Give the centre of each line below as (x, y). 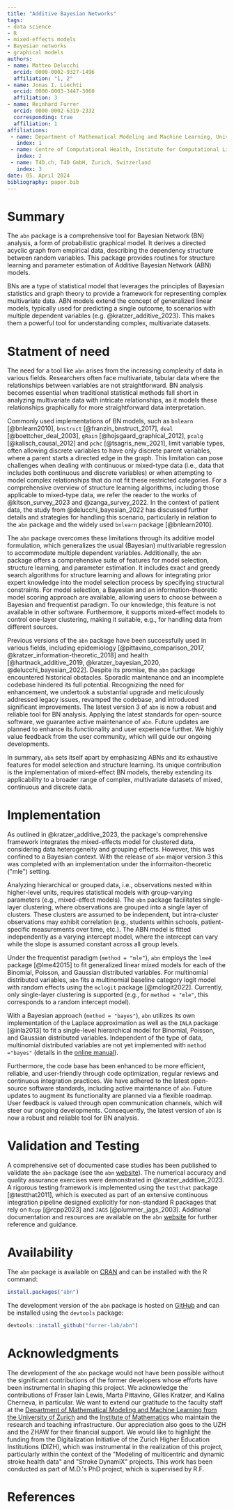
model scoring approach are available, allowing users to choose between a (115, 597)
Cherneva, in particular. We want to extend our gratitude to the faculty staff (115, 1402)
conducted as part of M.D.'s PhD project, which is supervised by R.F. (106, 1469)
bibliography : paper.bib (43, 182)
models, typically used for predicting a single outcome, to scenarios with (111, 308)
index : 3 (29, 169)
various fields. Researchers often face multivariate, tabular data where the (114, 378)
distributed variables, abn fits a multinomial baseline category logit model (111, 980)
